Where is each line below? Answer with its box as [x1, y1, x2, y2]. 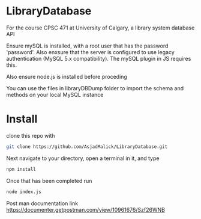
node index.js [6, 188, 42, 195]
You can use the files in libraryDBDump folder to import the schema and [6, 84, 184, 91]
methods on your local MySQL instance [6, 91, 104, 98]
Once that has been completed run [6, 177, 92, 184]
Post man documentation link [6, 200, 79, 207]
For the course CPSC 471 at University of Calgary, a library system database [6, 24, 195, 31]
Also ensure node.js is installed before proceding [6, 73, 127, 80]
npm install [6, 166, 36, 172]
